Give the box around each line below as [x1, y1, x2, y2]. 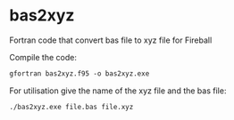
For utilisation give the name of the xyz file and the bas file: [9, 85, 227, 96]
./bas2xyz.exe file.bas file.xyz [9, 102, 134, 111]
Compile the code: [9, 52, 78, 62]
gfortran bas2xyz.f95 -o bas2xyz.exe [9, 68, 150, 78]
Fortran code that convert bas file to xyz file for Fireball [9, 35, 213, 45]
